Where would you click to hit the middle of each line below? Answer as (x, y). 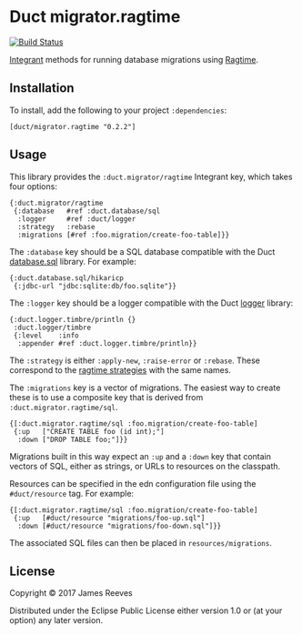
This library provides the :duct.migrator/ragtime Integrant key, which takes (151, 176)
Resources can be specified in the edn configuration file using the (133, 483)
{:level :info (46, 335)
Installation (42, 88)
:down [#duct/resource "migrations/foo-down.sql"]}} (120, 526)
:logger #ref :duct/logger (77, 219)
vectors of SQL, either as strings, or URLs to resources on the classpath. (145, 466)
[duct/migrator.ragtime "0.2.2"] (73, 126)
